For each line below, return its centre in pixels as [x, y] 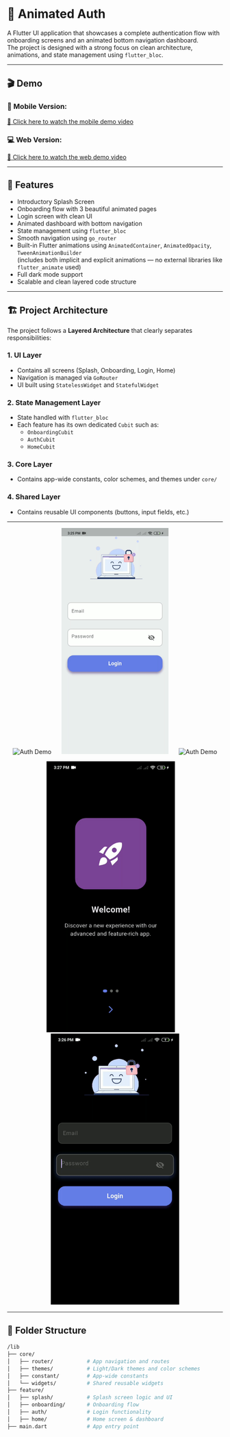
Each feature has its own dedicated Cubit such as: [88, 425]
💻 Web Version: [35, 140]
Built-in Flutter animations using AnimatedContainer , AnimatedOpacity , [114, 245]
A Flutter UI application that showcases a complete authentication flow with [114, 33]
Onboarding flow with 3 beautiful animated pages [87, 209]
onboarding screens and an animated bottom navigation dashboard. [103, 40]
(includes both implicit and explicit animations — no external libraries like [119, 260]
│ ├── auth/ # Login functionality [79, 1412]
